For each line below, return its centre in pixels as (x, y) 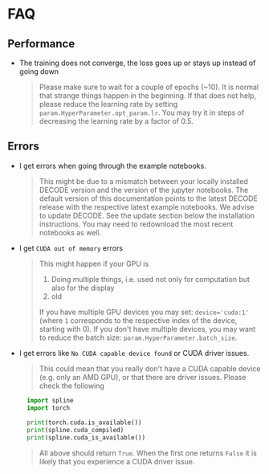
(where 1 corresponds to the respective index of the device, (138, 320)
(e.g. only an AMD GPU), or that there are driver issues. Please (143, 377)
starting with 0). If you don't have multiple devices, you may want (147, 329)
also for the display (83, 288)
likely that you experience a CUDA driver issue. (117, 462)
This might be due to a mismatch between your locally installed (143, 181)
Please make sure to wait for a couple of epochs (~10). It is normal (149, 87)
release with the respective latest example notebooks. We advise (147, 206)
